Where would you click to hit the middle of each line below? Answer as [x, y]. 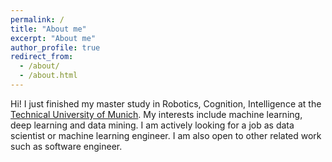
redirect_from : [42, 57]
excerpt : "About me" [53, 38]
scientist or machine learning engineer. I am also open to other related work [166, 135]
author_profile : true [55, 47]
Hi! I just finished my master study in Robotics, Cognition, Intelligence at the [166, 103]
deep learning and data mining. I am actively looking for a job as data [152, 125]
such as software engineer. [66, 146]
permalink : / [37, 19]
